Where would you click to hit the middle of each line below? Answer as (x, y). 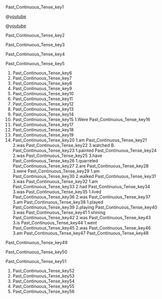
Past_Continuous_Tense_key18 (43, 130)
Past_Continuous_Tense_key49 (36, 242)
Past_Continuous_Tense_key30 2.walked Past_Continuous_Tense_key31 (84, 176)
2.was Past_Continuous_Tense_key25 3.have (57, 156)
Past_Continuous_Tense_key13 (43, 109)
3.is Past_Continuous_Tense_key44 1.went (55, 223)
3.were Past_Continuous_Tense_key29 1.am (56, 171)
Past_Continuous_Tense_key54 (44, 281)
